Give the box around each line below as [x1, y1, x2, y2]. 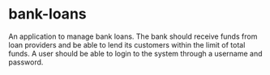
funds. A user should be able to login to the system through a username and [8, 48, 263, 58]
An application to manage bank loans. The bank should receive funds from [8, 31, 258, 41]
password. [8, 57, 44, 67]
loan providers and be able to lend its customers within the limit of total [8, 40, 246, 49]
